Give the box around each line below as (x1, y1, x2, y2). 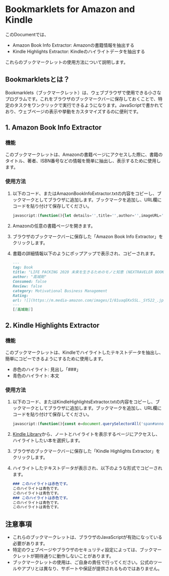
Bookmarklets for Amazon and (5, 4, 135, 15)
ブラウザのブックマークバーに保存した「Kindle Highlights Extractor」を (12, 448, 160, 454)
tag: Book (12, 265, 34, 270)
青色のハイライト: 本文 (12, 372, 59, 378)
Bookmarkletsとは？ (5, 75, 70, 84)
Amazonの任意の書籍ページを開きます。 (12, 223, 96, 229)
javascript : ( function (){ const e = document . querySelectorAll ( (12, 421, 141, 427)
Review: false (12, 283, 42, 289)
